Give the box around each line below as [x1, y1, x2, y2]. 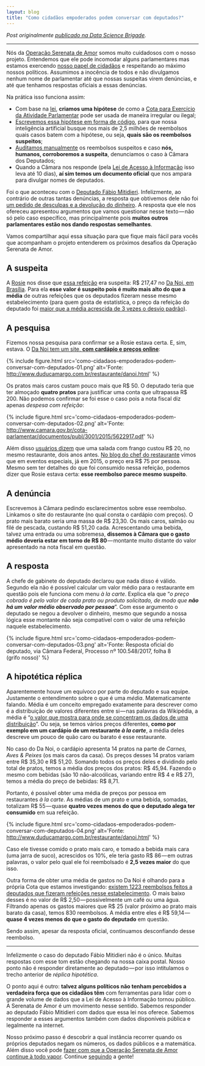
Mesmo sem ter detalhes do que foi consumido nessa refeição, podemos [6, 464, 190, 472]
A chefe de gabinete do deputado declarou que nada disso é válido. [6, 577, 177, 585]
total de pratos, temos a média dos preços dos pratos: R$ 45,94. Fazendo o [6, 764, 196, 772]
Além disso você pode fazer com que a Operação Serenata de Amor [6, 1046, 178, 1053]
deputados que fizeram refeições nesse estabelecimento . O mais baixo [6, 889, 185, 897]
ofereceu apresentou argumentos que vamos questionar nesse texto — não [6, 207, 195, 215]
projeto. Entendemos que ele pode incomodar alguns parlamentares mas [6, 56, 190, 63]
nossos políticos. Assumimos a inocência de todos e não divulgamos [6, 68, 179, 76]
